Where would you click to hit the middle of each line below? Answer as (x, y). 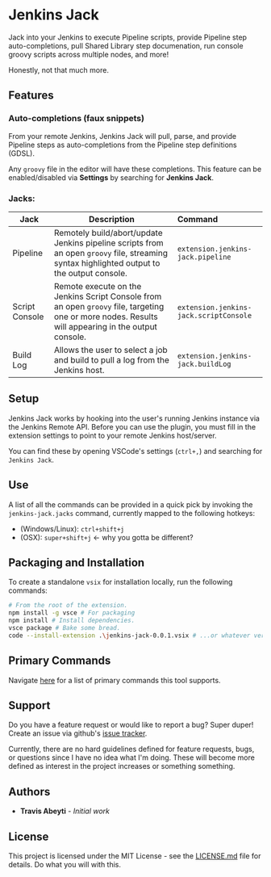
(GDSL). (21, 153)
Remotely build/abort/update (108, 233)
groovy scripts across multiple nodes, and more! (89, 54)
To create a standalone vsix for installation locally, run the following (121, 582)
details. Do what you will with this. (65, 864)
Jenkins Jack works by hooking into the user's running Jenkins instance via (134, 418)
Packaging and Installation (77, 562)
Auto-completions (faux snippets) (77, 119)
